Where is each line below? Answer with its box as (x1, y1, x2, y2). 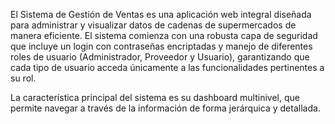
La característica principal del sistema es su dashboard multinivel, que (10, 92, 300, 103)
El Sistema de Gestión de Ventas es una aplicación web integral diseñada (10, 9, 312, 20)
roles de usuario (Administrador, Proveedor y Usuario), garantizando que (10, 51, 310, 63)
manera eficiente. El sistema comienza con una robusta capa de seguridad (10, 30, 318, 41)
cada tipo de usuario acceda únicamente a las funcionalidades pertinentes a (10, 62, 325, 73)
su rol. (10, 72, 37, 84)
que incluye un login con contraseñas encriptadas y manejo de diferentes (10, 40, 313, 52)
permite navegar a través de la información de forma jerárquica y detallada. (10, 102, 321, 114)
